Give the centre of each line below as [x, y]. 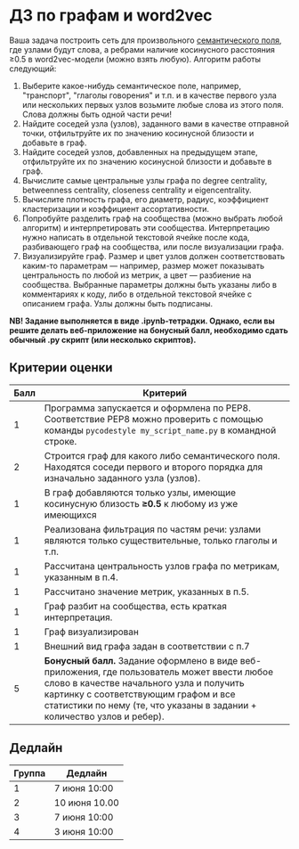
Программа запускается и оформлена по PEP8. [147, 408]
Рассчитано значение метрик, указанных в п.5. [146, 592]
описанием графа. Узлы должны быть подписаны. [117, 303]
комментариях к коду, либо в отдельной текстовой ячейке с [137, 294]
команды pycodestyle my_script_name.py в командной [160, 430]
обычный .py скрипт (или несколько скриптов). [103, 339]
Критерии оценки [61, 367]
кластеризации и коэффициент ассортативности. [115, 208]
